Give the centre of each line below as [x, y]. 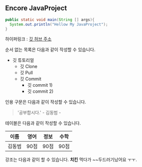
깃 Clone [28, 66]
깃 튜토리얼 [23, 60]
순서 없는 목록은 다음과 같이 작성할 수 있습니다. [50, 50]
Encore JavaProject [36, 8]
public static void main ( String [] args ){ [50, 19]
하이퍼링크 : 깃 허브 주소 [28, 39]
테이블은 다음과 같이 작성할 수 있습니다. [43, 123]
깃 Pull [26, 73]
